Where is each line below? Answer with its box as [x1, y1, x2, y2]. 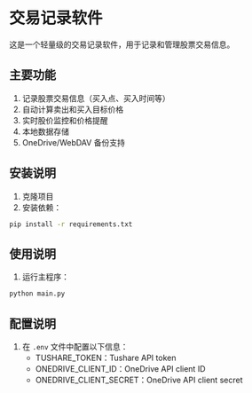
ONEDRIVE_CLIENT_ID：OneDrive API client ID [35, 363, 206, 373]
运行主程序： [21, 271, 69, 282]
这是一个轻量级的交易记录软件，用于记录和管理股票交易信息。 [9, 39, 235, 50]
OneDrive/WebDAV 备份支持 [21, 137, 126, 147]
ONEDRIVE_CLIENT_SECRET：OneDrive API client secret [35, 374, 243, 385]
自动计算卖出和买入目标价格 [21, 104, 124, 114]
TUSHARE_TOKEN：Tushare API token [35, 352, 177, 363]
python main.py [9, 289, 66, 298]
